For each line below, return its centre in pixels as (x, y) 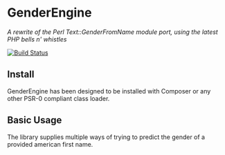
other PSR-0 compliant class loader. (58, 98)
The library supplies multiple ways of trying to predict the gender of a (106, 137)
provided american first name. (50, 144)
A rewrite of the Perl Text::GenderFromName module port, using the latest (112, 32)
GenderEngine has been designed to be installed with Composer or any (109, 91)
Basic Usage (35, 120)
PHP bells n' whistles (37, 39)
